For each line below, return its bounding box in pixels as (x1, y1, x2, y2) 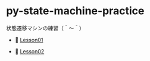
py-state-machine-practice (6, 4, 145, 18)
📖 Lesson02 (14, 47, 45, 54)
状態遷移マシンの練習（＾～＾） (6, 24, 85, 31)
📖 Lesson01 (14, 36, 43, 43)
